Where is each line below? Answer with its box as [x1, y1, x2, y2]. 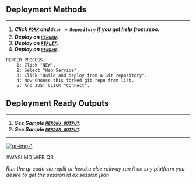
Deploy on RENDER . [14, 46, 59, 53]
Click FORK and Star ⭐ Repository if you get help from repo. [14, 26, 160, 33]
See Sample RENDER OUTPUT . [14, 126, 82, 133]
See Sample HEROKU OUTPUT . [14, 119, 82, 126]
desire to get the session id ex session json [6, 171, 110, 178]
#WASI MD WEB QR [6, 154, 54, 161]
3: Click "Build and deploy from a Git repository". [16, 72, 148, 78]
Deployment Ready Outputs [6, 99, 109, 109]
